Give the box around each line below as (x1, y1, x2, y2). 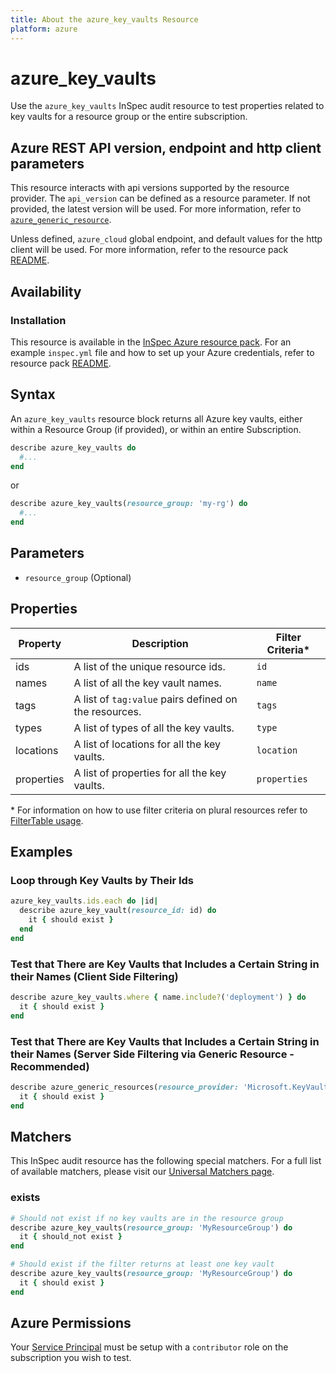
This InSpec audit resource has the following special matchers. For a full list (10, 1155, 322, 1167)
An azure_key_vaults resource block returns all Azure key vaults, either (10, 412, 303, 425)
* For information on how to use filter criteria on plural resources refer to (10, 804, 308, 816)
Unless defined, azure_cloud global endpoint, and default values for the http (10, 233, 323, 245)
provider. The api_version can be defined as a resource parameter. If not (10, 192, 311, 205)
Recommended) (10, 1059, 90, 1073)
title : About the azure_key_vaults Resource (10, 14, 199, 25)
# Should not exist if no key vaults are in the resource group (10, 1213, 284, 1223)
